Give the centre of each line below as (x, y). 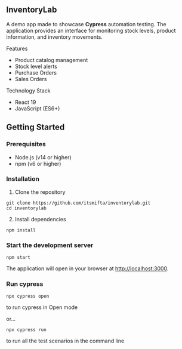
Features (17, 48)
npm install (21, 230)
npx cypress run (26, 330)
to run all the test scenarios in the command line (65, 341)
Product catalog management (51, 60)
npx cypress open (28, 297)
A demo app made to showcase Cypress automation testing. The (86, 24)
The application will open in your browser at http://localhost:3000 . (87, 268)
